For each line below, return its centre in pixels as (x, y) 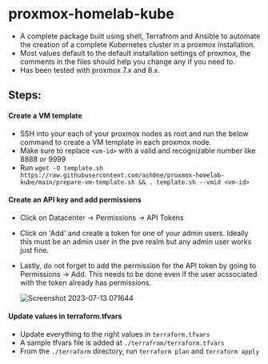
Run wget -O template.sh (62, 167)
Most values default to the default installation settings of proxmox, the (135, 53)
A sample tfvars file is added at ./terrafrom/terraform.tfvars (122, 342)
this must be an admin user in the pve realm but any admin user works (136, 242)
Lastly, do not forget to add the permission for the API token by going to (138, 266)
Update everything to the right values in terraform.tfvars (115, 334)
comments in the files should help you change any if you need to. (128, 62)
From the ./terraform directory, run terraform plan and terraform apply (140, 351)
